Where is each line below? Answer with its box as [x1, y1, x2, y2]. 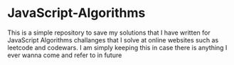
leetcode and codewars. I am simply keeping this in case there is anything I [7, 43, 228, 52]
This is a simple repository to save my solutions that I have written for [7, 28, 211, 37]
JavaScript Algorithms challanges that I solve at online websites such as [7, 35, 219, 44]
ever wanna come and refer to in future [7, 51, 122, 59]
